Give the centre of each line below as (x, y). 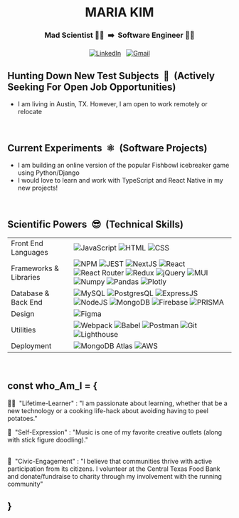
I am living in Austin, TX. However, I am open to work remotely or (112, 104)
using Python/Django (48, 173)
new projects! (38, 188)
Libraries (26, 277)
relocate (30, 112)
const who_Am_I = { (53, 386)
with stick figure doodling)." (48, 440)
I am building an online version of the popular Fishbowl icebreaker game (123, 166)
